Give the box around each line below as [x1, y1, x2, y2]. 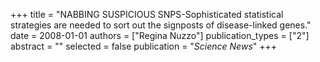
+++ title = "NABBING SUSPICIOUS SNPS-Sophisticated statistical [10, 9, 284, 20]
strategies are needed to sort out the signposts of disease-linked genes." [10, 19, 312, 31]
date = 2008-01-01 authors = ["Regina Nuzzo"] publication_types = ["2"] [10, 30, 310, 41]
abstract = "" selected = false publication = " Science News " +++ [10, 40, 278, 52]
